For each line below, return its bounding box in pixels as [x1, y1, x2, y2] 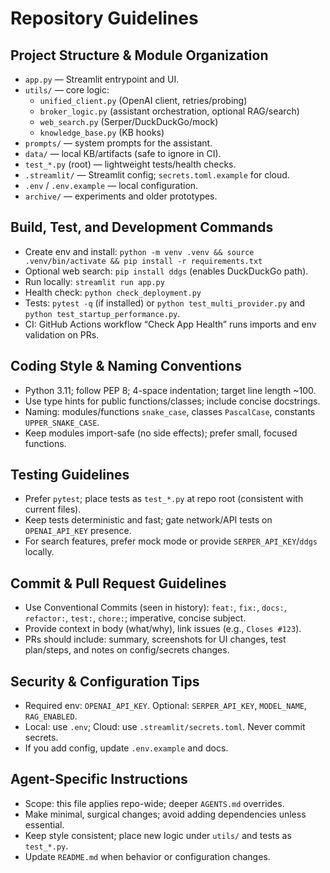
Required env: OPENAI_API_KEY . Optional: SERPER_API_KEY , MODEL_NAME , [24, 700, 307, 712]
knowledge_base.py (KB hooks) [39, 127, 165, 138]
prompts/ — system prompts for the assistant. [24, 137, 213, 149]
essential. [24, 818, 65, 831]
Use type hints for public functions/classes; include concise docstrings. [24, 395, 321, 407]
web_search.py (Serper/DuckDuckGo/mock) [39, 116, 219, 127]
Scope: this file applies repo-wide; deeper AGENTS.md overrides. [24, 797, 285, 809]
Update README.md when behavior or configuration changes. [24, 850, 271, 862]
